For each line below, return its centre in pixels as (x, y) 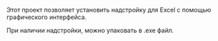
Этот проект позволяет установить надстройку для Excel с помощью (109, 10)
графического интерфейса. (47, 17)
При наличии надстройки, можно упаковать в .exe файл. (90, 30)
